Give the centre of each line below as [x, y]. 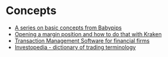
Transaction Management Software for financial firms [82, 40]
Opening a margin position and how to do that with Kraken [88, 34]
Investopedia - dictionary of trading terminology [75, 47]
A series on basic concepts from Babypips [68, 28]
